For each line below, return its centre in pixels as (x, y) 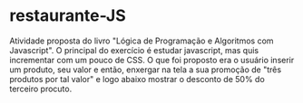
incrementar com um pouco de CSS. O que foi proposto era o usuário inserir (152, 60)
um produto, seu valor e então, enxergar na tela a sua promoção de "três (146, 70)
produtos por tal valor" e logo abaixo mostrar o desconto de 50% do (137, 79)
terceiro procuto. (41, 89)
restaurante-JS (68, 16)
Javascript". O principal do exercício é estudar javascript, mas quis (134, 50)
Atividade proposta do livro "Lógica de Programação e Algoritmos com (142, 41)
